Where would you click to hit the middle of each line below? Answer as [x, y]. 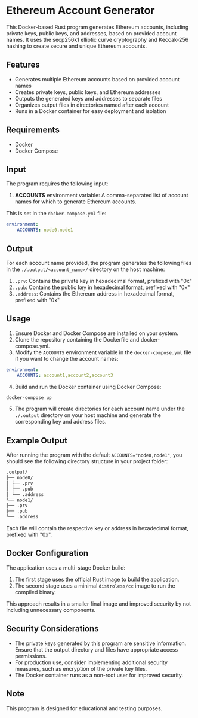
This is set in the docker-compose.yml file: [56, 214]
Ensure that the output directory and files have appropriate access [96, 649]
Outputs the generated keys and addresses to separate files [89, 98]
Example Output [37, 440]
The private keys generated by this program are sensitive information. [100, 643]
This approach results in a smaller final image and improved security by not [99, 603]
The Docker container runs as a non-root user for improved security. [99, 675]
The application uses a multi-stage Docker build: [66, 568]
